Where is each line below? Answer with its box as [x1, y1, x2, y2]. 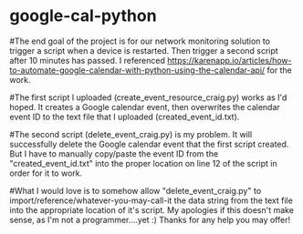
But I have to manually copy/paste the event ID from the [9, 148, 219, 159]
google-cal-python [9, 5, 157, 26]
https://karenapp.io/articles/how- [167, 55, 292, 66]
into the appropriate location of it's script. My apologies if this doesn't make [9, 204, 295, 215]
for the [266, 65, 292, 76]
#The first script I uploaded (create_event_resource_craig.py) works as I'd [9, 92, 287, 103]
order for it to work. [9, 168, 83, 178]
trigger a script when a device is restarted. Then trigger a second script [9, 45, 278, 56]
